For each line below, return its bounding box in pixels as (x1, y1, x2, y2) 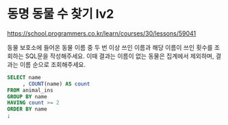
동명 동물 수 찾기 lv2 (7, 6, 114, 22)
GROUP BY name (7, 93, 48, 100)
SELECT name (7, 74, 41, 81)
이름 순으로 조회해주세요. (19, 60, 86, 68)
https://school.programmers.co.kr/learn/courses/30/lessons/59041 (7, 29, 197, 38)
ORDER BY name (7, 106, 48, 113)
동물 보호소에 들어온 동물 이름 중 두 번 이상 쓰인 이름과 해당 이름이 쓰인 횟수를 (7, 43, 214, 51)
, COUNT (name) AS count (22, 80, 90, 87)
